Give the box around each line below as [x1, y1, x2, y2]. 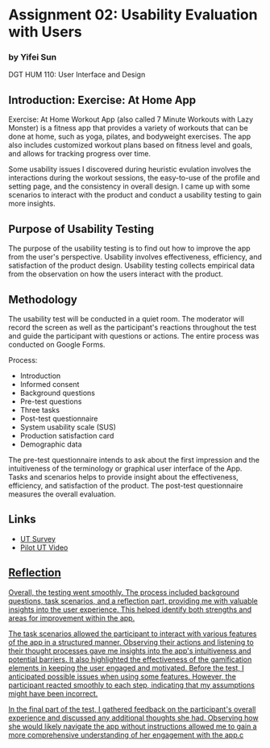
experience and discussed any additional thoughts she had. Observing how [8, 713, 260, 722]
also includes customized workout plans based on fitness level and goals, [8, 140, 253, 150]
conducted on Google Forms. [8, 339, 106, 349]
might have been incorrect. [8, 688, 98, 698]
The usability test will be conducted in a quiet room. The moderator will [8, 314, 244, 323]
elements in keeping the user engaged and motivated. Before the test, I [8, 663, 244, 672]
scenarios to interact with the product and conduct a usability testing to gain [8, 190, 262, 200]
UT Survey [19, 534, 56, 543]
